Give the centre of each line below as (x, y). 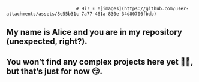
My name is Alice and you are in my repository (94, 32)
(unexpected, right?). (47, 42)
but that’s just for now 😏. (55, 71)
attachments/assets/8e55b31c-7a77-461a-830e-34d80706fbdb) (82, 14)
